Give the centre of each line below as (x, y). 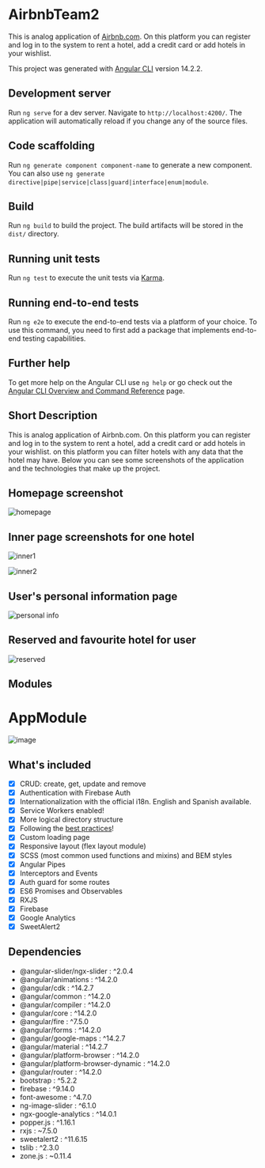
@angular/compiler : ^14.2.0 (65, 1004)
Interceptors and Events (59, 873)
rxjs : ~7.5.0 (38, 1130)
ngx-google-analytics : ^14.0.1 (68, 1113)
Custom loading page (55, 837)
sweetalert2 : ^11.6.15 (53, 1139)
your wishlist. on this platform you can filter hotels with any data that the (126, 452)
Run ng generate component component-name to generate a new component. (131, 164)
